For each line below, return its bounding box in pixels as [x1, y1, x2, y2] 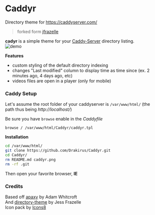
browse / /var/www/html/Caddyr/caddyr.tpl [5, 125, 93, 130]
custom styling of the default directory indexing [12, 62, 108, 68]
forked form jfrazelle [17, 28, 59, 34]
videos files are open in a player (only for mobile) [12, 78, 111, 84]
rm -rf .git [5, 162, 29, 167]
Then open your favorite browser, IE [5, 170, 78, 176]
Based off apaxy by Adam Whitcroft [5, 194, 77, 200]
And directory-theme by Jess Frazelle [5, 199, 81, 205]
